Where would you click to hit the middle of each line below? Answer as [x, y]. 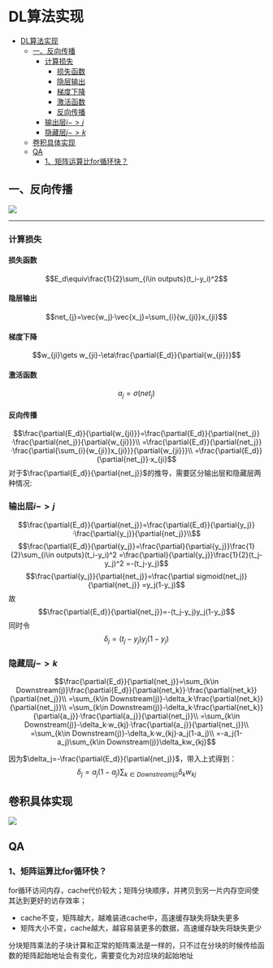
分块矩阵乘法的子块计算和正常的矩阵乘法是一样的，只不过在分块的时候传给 [133, 945]
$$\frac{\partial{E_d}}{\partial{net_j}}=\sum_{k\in [136, 681]
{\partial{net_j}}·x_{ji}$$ [136, 460]
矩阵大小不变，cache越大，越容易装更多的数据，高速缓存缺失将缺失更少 [141, 928]
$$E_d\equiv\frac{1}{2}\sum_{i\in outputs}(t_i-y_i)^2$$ [136, 278]
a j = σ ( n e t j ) [136, 394]
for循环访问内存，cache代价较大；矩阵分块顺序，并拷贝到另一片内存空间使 [134, 891]
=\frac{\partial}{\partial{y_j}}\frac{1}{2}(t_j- [191, 555]
